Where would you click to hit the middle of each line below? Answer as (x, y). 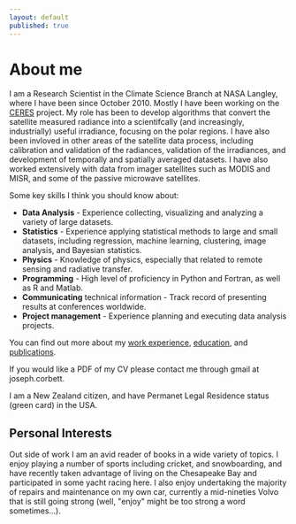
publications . (33, 352)
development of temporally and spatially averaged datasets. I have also (139, 159)
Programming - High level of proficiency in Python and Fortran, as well (151, 279)
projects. (38, 326)
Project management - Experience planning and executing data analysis (154, 316)
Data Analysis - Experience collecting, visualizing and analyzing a (142, 212)
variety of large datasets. (67, 222)
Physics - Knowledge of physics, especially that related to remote (142, 260)
